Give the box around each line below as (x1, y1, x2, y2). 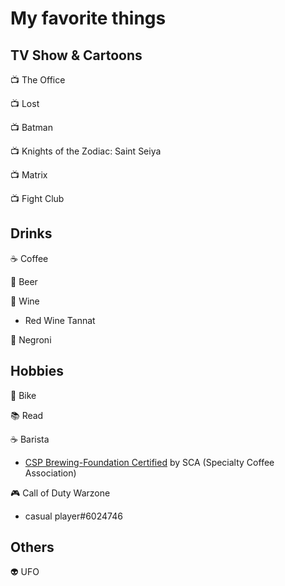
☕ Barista (10, 433, 50, 445)
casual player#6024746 (24, 510, 123, 522)
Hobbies (10, 363, 65, 380)
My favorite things (10, 7, 167, 30)
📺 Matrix (10, 169, 48, 181)
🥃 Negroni (10, 333, 52, 346)
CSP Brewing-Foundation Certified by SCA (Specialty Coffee (24, 456, 275, 468)
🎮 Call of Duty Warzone (10, 487, 111, 499)
